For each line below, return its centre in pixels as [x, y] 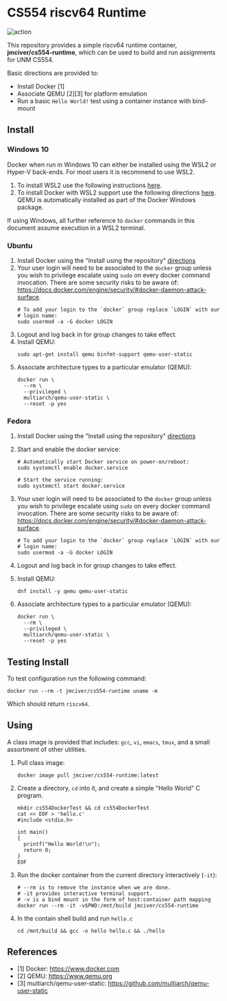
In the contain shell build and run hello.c [75, 918]
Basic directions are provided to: [53, 73]
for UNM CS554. [31, 59]
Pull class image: [41, 762]
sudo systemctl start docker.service [71, 486]
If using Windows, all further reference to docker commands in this [101, 220]
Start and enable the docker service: [69, 449]
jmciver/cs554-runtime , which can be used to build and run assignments [111, 52]
